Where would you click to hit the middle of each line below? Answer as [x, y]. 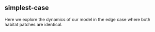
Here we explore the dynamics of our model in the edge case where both [77, 19]
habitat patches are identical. [33, 24]
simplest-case [27, 8]
